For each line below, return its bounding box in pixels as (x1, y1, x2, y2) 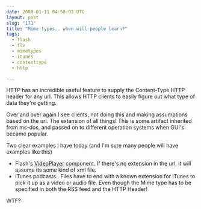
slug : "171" (6, 20, 36, 26)
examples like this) (6, 148, 53, 155)
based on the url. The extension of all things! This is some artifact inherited (6, 117, 192, 125)
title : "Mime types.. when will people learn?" (6, 25, 128, 32)
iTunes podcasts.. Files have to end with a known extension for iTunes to (14, 173, 196, 180)
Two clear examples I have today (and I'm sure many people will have (6, 142, 179, 149)
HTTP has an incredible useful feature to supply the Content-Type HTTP (6, 87, 185, 94)
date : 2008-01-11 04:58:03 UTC (6, 8, 85, 15)
